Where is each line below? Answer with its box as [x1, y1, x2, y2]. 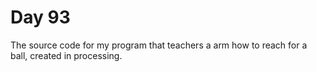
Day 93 [10, 6, 71, 29]
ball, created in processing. [10, 49, 123, 61]
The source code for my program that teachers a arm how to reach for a [10, 39, 308, 51]
